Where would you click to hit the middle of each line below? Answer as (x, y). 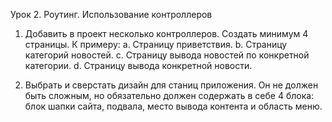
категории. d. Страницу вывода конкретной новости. (138, 65)
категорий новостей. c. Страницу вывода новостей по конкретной (167, 55)
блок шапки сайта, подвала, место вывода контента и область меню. (173, 106)
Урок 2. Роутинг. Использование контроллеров (111, 14)
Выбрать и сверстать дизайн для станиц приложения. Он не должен (171, 85)
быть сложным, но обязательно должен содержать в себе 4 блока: (169, 95)
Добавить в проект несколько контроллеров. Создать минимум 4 (166, 33)
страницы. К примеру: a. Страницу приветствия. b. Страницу (156, 44)
